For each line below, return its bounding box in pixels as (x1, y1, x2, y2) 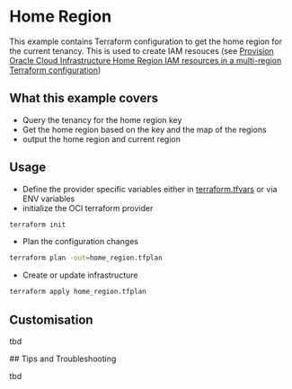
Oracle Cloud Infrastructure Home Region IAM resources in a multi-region (9, 55, 282, 66)
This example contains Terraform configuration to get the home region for (9, 36, 283, 47)
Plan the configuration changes (22, 236, 139, 247)
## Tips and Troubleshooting (9, 353, 117, 364)
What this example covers (9, 91, 159, 106)
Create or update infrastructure (22, 270, 138, 280)
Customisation (9, 312, 93, 327)
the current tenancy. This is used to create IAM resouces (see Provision (9, 45, 274, 56)
